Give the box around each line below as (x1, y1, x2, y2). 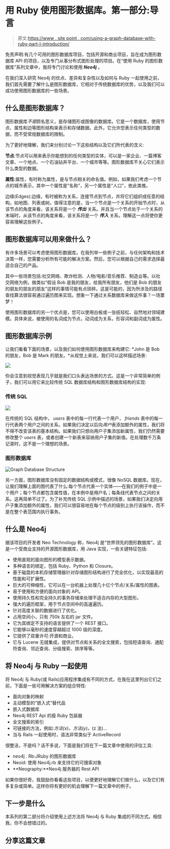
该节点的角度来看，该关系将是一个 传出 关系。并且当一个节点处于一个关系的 (5, 206, 163, 212)
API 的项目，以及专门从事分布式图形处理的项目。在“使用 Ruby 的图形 (15, 57, 158, 64)
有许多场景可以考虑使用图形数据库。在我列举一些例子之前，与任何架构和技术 (5, 249, 165, 256)
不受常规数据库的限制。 (18, 131, 67, 137)
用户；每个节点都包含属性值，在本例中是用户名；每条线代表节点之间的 (9, 489, 156, 495)
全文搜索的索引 (12, 718, 44, 725)
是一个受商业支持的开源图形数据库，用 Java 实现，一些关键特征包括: (5, 546, 148, 552)
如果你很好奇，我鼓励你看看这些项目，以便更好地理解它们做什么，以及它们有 (5, 776, 165, 782)
